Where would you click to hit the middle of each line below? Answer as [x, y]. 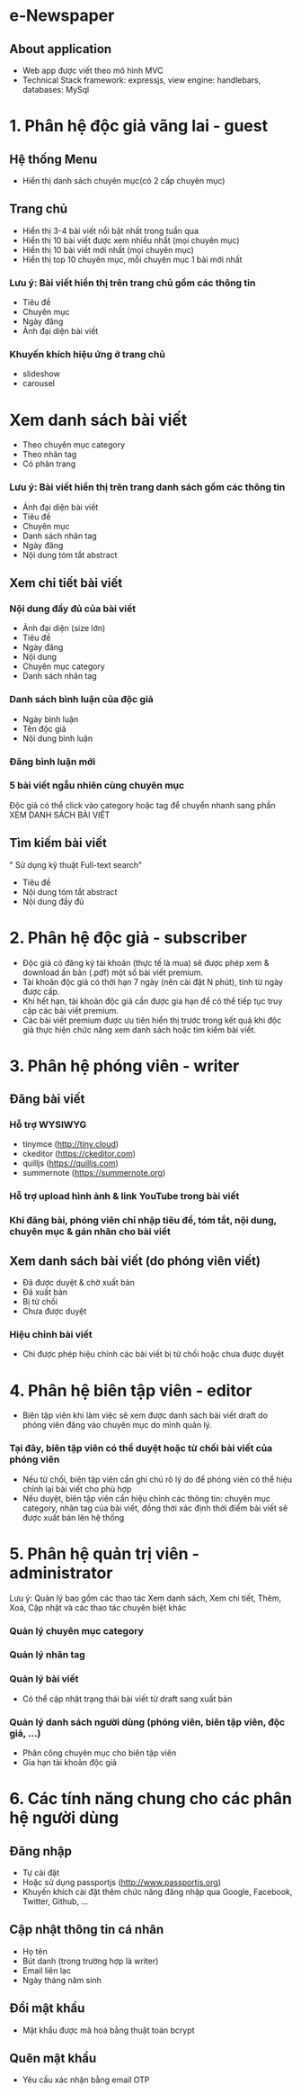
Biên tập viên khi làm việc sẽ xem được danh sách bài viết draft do [145, 1415]
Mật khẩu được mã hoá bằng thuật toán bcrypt [108, 2030]
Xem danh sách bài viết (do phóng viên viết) [135, 1261]
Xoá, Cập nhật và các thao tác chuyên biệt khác [98, 1607]
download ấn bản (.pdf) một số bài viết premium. [113, 972]
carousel [39, 384]
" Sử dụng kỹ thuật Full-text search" [76, 864]
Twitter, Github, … [55, 1901]
